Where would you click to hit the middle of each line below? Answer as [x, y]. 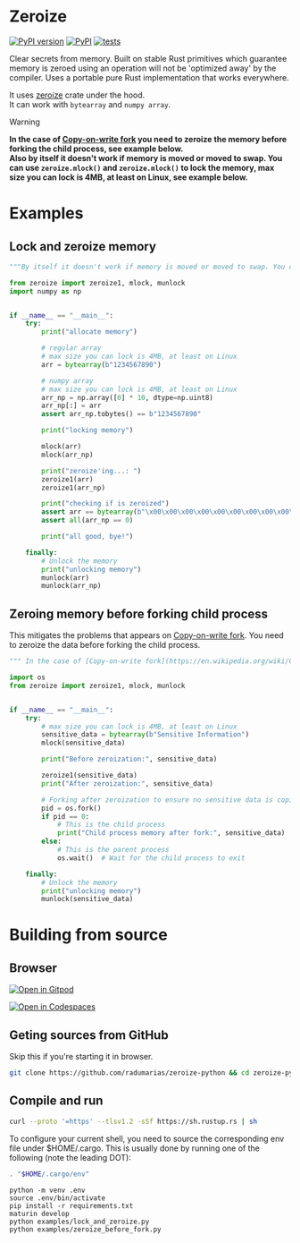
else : [52, 842]
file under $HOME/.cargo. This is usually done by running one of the [135, 1148]
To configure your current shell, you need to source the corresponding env [147, 1138]
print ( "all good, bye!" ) [87, 537]
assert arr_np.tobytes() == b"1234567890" [121, 414]
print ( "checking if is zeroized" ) [105, 504]
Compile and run [56, 1101]
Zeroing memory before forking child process [139, 613]
